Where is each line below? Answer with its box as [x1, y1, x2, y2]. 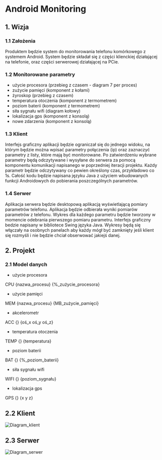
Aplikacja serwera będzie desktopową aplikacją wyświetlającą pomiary [5, 201, 148, 207]
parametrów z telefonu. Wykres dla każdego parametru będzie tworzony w [5, 211, 156, 218]
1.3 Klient [5, 131, 28, 138]
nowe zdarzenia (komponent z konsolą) [12, 119, 92, 124]
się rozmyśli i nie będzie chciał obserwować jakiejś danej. [5, 232, 121, 238]
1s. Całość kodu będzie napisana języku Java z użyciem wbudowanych [5, 173, 148, 179]
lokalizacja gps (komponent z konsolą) [12, 113, 90, 119]
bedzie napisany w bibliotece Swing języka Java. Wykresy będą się [5, 222, 141, 228]
